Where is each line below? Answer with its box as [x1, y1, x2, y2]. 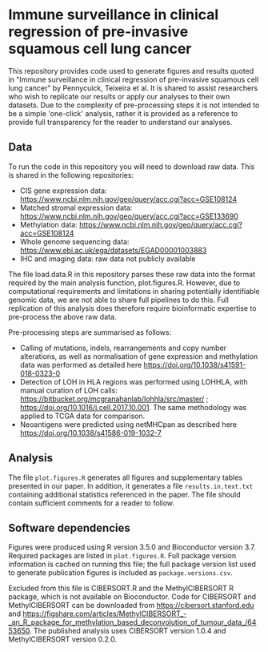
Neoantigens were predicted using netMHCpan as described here [19, 419, 238, 429]
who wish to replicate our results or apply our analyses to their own [8, 91, 230, 101]
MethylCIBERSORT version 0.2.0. [8, 634, 118, 644]
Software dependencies [8, 521, 130, 534]
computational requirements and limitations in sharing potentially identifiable [8, 286, 260, 296]
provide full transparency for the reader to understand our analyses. [8, 117, 233, 127]
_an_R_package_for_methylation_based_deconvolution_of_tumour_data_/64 [8, 618, 257, 627]
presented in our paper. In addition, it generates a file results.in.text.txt [8, 481, 254, 490]
